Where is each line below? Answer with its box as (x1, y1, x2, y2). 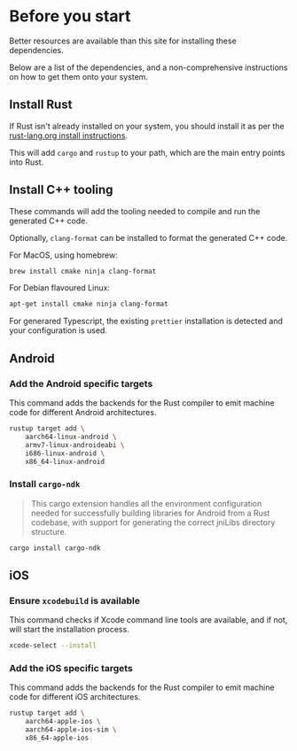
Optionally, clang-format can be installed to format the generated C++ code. (9, 232, 288, 243)
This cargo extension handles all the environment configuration (30, 498, 262, 508)
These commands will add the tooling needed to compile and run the (9, 205, 261, 216)
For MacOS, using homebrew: (9, 250, 118, 260)
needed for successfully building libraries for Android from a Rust (30, 507, 270, 518)
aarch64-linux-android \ (25, 432, 117, 441)
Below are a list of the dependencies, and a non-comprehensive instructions (9, 62, 288, 73)
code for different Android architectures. (9, 407, 157, 417)
